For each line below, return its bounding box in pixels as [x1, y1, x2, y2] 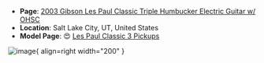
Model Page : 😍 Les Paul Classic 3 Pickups [19, 31, 160, 40]
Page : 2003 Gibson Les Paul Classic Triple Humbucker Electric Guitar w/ [19, 7, 256, 16]
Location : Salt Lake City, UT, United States [19, 23, 159, 32]
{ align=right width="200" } [35, 47, 125, 55]
